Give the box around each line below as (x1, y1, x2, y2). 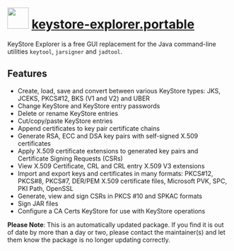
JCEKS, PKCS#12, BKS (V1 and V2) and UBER (17, 94, 151, 103)
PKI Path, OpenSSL (17, 184, 74, 192)
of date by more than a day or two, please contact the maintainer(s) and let (7, 228, 226, 236)
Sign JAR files (17, 199, 59, 208)
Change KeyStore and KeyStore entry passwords (17, 101, 160, 110)
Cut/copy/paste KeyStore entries (17, 117, 113, 125)
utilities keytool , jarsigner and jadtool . (7, 47, 122, 56)
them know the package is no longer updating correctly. (7, 235, 171, 244)
